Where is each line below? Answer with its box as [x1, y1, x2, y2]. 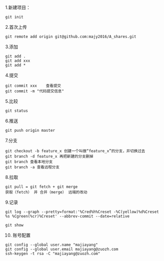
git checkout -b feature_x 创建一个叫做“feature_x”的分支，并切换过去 [5, 148, 145, 154]
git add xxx [5, 58, 30, 63]
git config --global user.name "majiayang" [5, 242, 98, 247]
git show [5, 222, 24, 228]
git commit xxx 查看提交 [5, 83, 62, 88]
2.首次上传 [5, 24, 27, 30]
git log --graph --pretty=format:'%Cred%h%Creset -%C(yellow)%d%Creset [5, 209, 159, 214]
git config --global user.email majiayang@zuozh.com [5, 247, 119, 252]
